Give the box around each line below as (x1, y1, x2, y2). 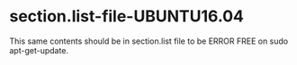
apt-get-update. (9, 45, 69, 55)
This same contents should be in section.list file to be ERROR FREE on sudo (9, 36, 289, 46)
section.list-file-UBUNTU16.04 (9, 6, 245, 27)
